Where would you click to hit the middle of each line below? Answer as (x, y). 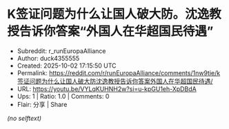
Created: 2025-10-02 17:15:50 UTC (67, 66)
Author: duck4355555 (48, 58)
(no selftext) (24, 118)
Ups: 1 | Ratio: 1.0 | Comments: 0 (63, 96)
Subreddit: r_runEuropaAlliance (61, 51)
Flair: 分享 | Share (42, 104)
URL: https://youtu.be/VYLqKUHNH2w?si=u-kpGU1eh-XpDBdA (107, 89)
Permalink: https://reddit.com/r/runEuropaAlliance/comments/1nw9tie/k (119, 72)
